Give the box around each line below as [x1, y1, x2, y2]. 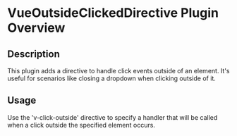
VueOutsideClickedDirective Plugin [7, 5, 219, 21]
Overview [7, 20, 66, 36]
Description [7, 48, 60, 60]
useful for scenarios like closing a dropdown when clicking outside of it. [7, 74, 217, 82]
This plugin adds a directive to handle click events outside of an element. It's [7, 67, 230, 75]
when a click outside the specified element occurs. [7, 120, 155, 129]
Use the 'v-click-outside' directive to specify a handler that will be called [7, 113, 218, 121]
